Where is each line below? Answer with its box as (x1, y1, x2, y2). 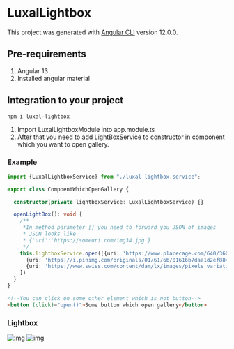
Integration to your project (7, 94, 124, 106)
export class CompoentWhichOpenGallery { (7, 186, 130, 193)
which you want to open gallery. (17, 140, 109, 148)
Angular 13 (17, 66, 49, 75)
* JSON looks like (22, 230, 77, 238)
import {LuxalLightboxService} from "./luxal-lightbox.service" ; (7, 173, 201, 180)
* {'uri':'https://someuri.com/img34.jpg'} (22, 237, 151, 244)
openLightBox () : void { (13, 211, 82, 218)
